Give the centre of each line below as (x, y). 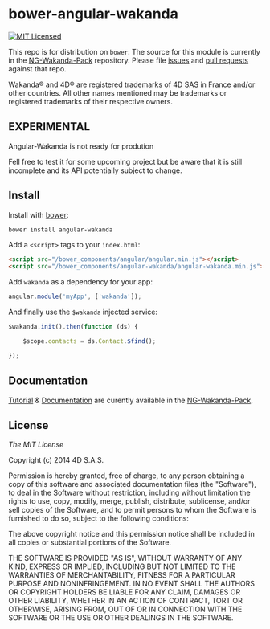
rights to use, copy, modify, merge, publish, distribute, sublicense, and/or (129, 501)
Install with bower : (39, 214)
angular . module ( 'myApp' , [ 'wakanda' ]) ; (75, 297)
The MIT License (36, 445)
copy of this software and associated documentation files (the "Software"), (133, 484)
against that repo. (37, 68)
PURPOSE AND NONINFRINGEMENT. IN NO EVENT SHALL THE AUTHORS (132, 584)
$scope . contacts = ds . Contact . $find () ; (90, 341)
